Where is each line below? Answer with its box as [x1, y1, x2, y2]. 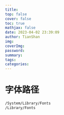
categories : [5, 62, 29, 67]
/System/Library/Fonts [5, 101, 51, 106]
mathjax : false [5, 25, 36, 30]
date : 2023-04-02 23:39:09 [5, 30, 60, 35]
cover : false [5, 16, 32, 21]
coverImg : [5, 44, 25, 48]
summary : [5, 52, 23, 58]
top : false [5, 12, 27, 17]
